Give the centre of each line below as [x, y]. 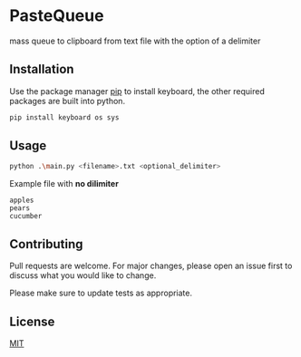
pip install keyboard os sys [64, 117]
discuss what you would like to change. [83, 275]
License [32, 321]
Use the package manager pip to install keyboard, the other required [137, 91]
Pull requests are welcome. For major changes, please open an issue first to [151, 266]
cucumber [26, 217]
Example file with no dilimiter [64, 184]
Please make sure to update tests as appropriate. [101, 293]
